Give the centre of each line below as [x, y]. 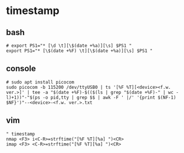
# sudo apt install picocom [40, 82]
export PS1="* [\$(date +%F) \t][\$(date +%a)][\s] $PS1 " [79, 51]
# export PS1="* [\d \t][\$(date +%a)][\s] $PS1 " [69, 46]
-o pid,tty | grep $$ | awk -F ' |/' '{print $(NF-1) [110, 98]
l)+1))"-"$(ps [23, 98]
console [21, 69]
